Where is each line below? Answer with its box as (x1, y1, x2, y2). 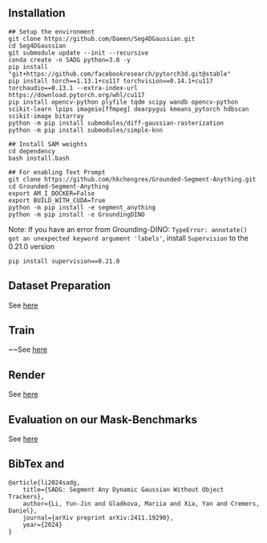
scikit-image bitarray (8, 112, 84, 120)
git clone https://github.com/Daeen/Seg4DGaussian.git (8, 35, 196, 43)
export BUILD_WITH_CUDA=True (8, 196, 106, 204)
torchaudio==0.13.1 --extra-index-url (8, 84, 138, 92)
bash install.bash (8, 154, 70, 162)
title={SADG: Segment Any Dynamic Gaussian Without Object (22, 485, 225, 493)
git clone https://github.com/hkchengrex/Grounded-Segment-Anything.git (8, 175, 257, 183)
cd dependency (8, 147, 56, 155)
